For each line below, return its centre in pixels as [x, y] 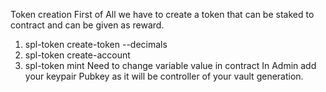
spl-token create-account [77, 55]
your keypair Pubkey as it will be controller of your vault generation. [164, 76]
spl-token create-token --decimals [96, 44]
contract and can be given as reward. [87, 25]
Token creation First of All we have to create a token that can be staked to [162, 14]
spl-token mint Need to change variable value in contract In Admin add [170, 65]
